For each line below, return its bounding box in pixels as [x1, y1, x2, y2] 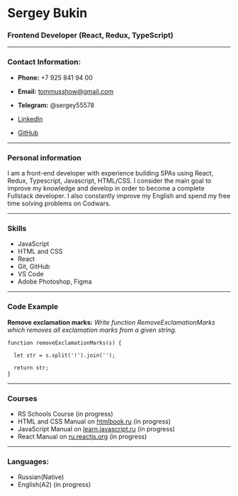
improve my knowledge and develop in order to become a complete [7, 184, 205, 193]
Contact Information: [7, 57, 81, 67]
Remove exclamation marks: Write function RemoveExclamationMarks [7, 318, 216, 326]
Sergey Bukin [7, 5, 88, 21]
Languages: [7, 456, 50, 466]
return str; [13, 364, 50, 371]
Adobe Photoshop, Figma [17, 277, 92, 286]
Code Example [7, 302, 59, 312]
